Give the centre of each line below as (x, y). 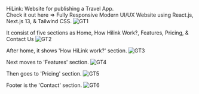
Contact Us (20, 39)
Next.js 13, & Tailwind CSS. (39, 21)
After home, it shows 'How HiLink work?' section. (67, 51)
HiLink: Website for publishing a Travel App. (60, 9)
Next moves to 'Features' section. (48, 62)
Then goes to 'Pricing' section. (44, 73)
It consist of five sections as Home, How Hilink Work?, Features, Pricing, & (97, 33)
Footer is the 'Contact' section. (44, 85)
